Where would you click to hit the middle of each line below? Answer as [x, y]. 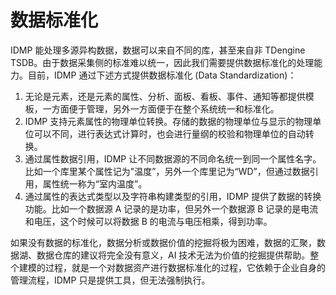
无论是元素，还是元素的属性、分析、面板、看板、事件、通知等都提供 [165, 96]
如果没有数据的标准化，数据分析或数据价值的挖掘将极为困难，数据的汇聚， [163, 242]
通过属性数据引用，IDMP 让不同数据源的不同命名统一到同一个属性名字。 [173, 158]
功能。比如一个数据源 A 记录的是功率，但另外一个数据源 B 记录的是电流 [171, 208]
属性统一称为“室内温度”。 [95, 183]
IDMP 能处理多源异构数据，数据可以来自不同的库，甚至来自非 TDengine [158, 50]
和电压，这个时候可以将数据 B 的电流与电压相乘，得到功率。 [148, 221]
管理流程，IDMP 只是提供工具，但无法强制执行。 [110, 280]
